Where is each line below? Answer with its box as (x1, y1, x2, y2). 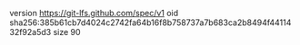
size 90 (53, 27, 81, 37)
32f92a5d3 (9, 27, 52, 37)
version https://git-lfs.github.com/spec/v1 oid (9, 8, 179, 18)
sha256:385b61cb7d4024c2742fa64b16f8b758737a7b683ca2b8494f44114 (9, 17, 292, 28)
